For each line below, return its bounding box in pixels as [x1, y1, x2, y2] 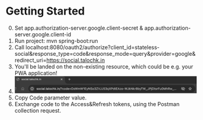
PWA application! [14, 69, 58, 76]
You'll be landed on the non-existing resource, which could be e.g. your [14, 62, 193, 70]
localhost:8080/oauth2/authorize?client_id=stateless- [25, 44, 160, 51]
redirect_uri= [14, 56, 47, 64]
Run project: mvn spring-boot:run [14, 37, 98, 44]
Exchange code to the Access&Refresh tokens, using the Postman [14, 100, 180, 107]
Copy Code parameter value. [14, 94, 87, 101]
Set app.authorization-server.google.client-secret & [14, 24, 144, 32]
